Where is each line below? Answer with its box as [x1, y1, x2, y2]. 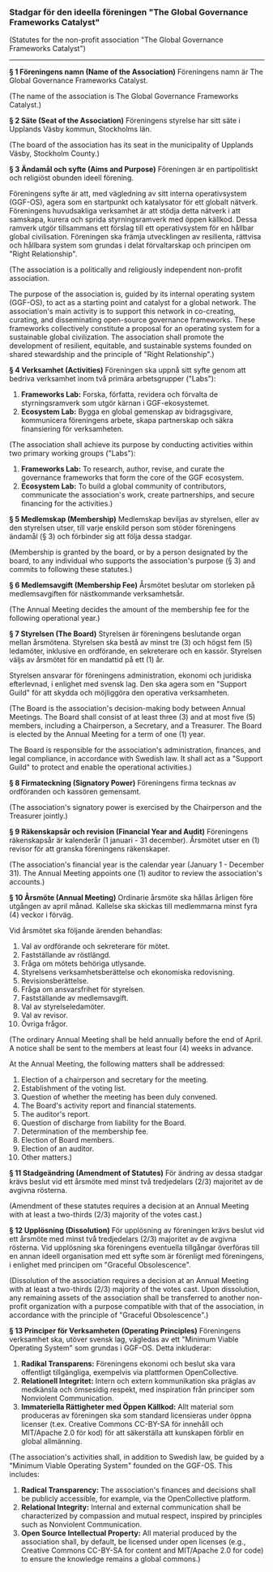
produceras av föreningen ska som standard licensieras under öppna [20, 1410, 252, 1420]
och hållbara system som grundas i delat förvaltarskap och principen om [9, 240, 251, 250]
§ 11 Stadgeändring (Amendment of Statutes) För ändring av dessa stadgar [9, 1168, 263, 1178]
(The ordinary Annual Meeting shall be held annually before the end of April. [9, 1035, 263, 1044]
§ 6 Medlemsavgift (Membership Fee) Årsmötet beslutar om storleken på [9, 580, 255, 590]
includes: [9, 1470, 40, 1479]
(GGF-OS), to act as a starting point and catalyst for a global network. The [9, 298, 257, 308]
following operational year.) [9, 614, 100, 623]
